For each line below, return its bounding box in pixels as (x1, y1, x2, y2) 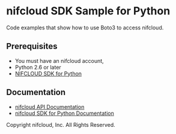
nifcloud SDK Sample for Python (6, 4, 171, 18)
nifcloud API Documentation (14, 103, 85, 110)
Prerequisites (6, 41, 58, 51)
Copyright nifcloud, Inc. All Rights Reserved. (6, 121, 115, 128)
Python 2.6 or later (14, 63, 61, 71)
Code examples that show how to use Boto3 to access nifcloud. (6, 24, 164, 31)
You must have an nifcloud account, (14, 57, 104, 64)
